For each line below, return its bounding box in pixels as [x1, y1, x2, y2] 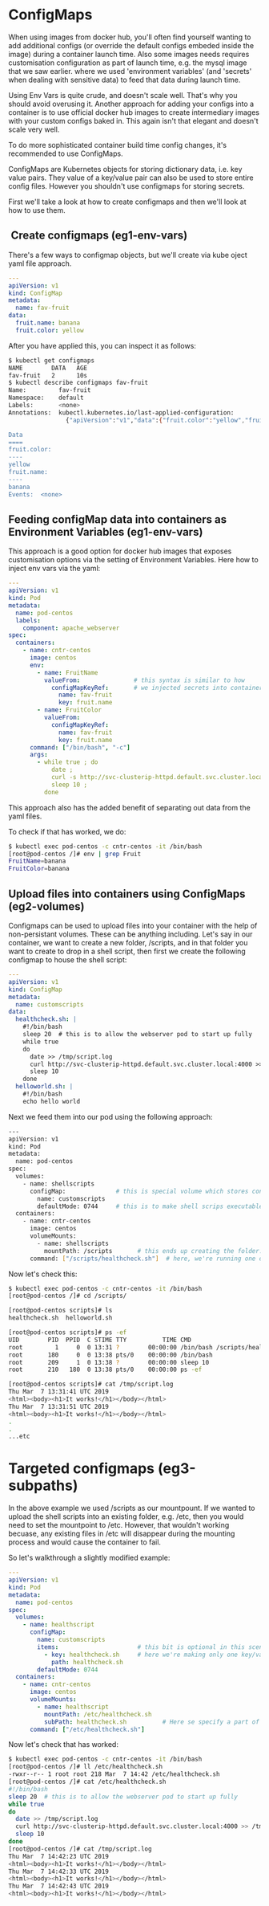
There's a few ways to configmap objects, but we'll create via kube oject [8, 250, 248, 259]
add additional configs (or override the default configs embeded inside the [8, 40, 255, 50]
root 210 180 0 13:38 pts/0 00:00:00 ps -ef [8, 1365, 203, 1374]
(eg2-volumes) [8, 900, 85, 913]
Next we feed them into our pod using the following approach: [8, 1112, 214, 1121]
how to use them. [8, 205, 66, 214]
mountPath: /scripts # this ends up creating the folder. [43, 1247, 263, 1255]
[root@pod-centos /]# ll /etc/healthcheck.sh [8, 1763, 163, 1771]
